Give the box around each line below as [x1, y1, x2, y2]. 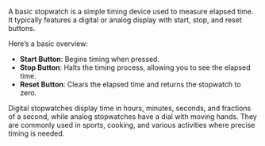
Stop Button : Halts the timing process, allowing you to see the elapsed [19, 63, 251, 72]
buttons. [8, 24, 36, 33]
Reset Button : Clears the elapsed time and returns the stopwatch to [19, 79, 241, 89]
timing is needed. [8, 129, 65, 138]
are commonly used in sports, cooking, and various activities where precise [8, 121, 255, 129]
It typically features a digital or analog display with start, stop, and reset [8, 15, 242, 25]
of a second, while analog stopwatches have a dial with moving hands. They [8, 112, 258, 121]
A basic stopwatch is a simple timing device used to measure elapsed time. [8, 7, 254, 16]
